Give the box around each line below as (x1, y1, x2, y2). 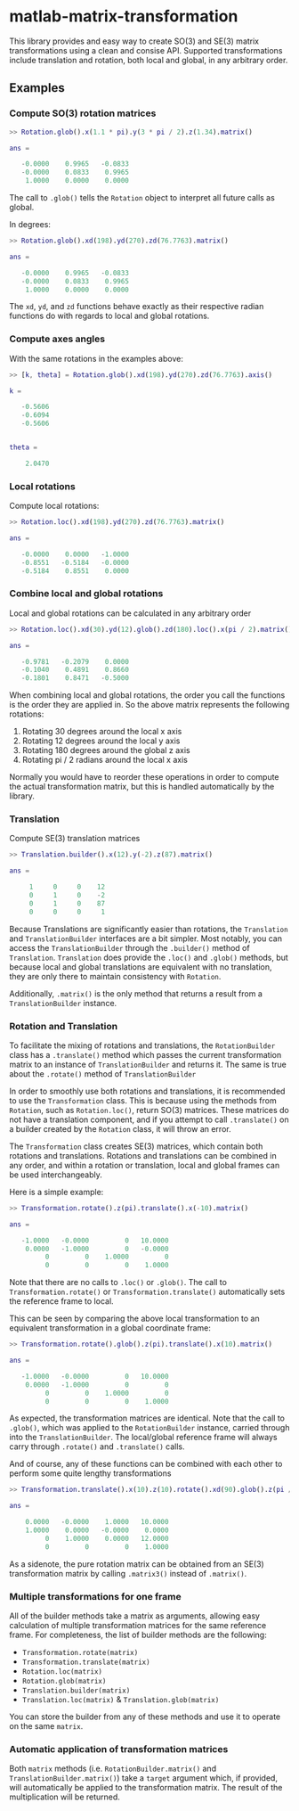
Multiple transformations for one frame (9, 1590, 182, 1602)
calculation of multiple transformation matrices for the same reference (9, 1620, 267, 1631)
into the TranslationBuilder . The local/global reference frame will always (9, 1432, 278, 1443)
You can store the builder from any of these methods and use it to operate (9, 1711, 281, 1722)
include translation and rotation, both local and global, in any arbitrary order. (9, 54, 288, 65)
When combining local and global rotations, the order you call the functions (9, 690, 286, 701)
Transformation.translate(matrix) (21, 1658, 150, 1668)
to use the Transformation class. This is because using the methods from (9, 1094, 278, 1106)
